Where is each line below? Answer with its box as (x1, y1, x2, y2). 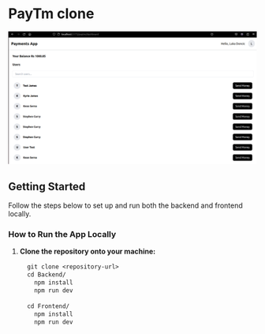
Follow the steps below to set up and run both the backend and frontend (8, 201, 243, 210)
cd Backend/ (27, 271, 66, 279)
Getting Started (8, 179, 86, 193)
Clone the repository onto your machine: (19, 246, 156, 257)
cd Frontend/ (27, 302, 70, 310)
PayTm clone (8, 5, 95, 23)
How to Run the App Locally (8, 228, 117, 239)
